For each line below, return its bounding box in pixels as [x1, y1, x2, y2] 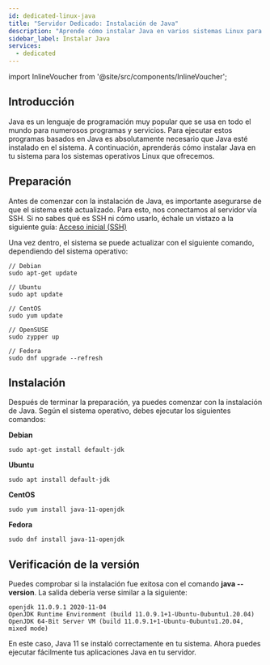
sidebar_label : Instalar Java [8, 34, 111, 43]
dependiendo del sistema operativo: [8, 246, 129, 256]
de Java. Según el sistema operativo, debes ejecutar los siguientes [8, 406, 231, 416]
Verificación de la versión [8, 557, 140, 571]
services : [8, 42, 42, 50]
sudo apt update [8, 290, 63, 298]
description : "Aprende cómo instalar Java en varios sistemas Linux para [8, 27, 263, 35]
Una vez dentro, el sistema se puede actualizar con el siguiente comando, [8, 237, 255, 247]
